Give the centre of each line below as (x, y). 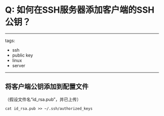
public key (22, 55)
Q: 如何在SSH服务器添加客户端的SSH (80, 10)
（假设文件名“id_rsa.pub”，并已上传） (43, 99)
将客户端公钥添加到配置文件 (47, 87)
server (19, 65)
